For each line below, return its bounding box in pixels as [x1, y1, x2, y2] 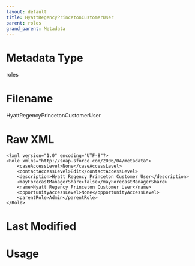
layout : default [6, 8, 47, 15]
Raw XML [6, 133, 55, 147]
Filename [6, 92, 53, 105]
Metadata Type [6, 52, 83, 65]
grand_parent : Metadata [6, 25, 66, 32]
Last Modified [6, 220, 77, 234]
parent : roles [6, 20, 42, 26]
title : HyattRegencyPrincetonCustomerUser [6, 14, 114, 20]
